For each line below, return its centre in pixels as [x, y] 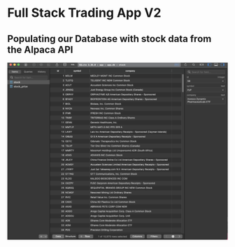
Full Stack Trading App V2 [84, 13]
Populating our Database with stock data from [109, 39]
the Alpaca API [40, 49]
